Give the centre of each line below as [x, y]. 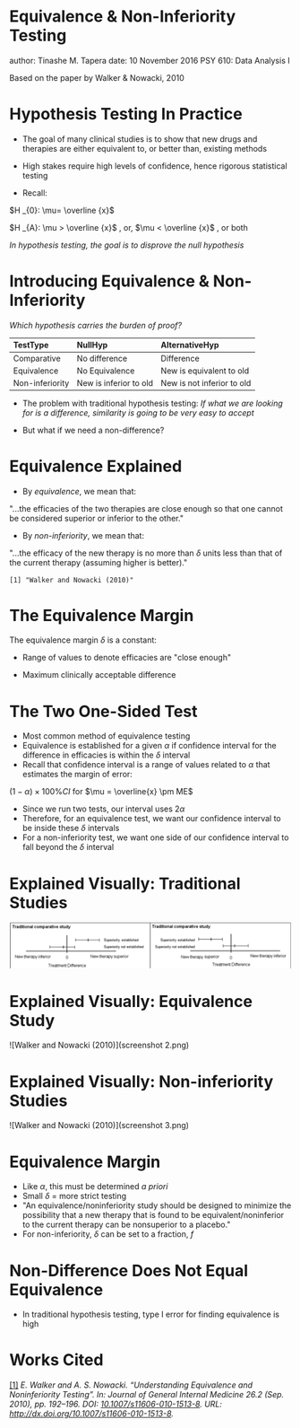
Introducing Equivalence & [110, 281]
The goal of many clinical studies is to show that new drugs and [140, 139]
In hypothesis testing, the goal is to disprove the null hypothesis [127, 245]
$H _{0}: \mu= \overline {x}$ [62, 210]
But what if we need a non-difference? [93, 430]
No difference [102, 358]
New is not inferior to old [206, 383]
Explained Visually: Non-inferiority [141, 1081]
